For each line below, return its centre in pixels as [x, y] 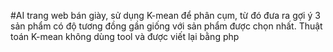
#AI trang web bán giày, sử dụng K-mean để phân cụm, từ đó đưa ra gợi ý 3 [165, 15]
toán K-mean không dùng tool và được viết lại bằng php [125, 36]
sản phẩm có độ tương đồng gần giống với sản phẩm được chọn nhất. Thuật [166, 26]
